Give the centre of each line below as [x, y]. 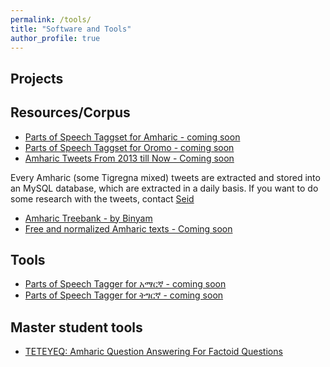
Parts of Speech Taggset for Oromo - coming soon [129, 147]
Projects [37, 78]
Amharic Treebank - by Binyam [88, 218]
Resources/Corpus [70, 112]
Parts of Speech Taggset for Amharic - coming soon [132, 137]
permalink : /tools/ [51, 19]
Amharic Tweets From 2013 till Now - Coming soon [129, 158]
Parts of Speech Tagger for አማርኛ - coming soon [125, 284]
